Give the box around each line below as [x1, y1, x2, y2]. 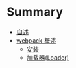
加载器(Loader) [26, 53, 70, 62]
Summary [6, 4, 63, 20]
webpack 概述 [16, 36, 56, 45]
